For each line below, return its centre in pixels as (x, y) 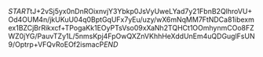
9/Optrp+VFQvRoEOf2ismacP (56, 45)
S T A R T (19, 11)
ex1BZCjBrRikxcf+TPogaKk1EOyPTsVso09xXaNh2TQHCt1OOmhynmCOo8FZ (131, 28)
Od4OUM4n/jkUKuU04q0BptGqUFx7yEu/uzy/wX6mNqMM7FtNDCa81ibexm (131, 20)
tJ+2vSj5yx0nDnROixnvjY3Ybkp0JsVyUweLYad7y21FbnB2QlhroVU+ (141, 11)
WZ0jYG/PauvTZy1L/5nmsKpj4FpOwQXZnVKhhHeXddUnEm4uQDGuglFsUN (131, 36)
